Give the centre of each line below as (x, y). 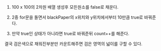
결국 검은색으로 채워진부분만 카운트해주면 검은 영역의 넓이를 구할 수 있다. (73, 44)
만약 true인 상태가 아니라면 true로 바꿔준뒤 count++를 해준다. (70, 33)
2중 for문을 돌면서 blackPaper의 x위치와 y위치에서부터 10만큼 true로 (77, 17)
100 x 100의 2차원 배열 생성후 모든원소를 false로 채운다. (65, 7)
